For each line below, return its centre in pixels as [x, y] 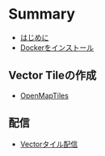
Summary [42, 14]
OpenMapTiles [44, 95]
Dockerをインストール [57, 47]
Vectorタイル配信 [49, 144]
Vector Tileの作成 [52, 76]
